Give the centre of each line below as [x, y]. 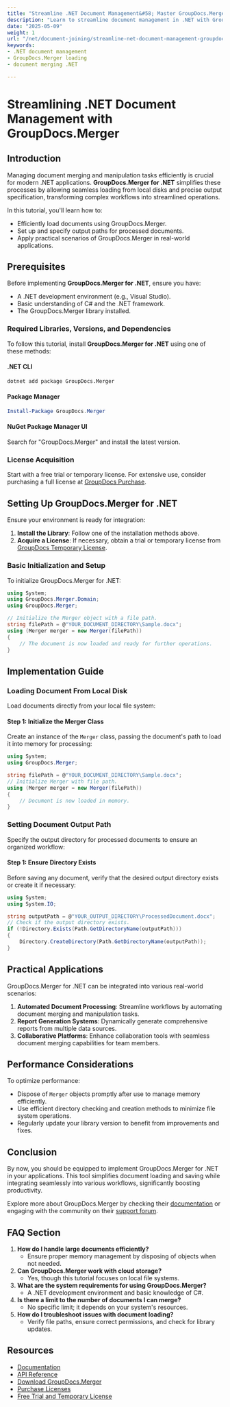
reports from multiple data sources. [67, 1028]
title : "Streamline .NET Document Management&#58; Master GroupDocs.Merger [117, 13]
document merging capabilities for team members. [88, 1043]
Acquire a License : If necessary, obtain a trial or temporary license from [119, 540]
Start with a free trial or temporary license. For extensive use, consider [107, 475]
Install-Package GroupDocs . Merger [56, 412]
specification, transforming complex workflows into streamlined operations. [114, 197]
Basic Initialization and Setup [56, 566]
